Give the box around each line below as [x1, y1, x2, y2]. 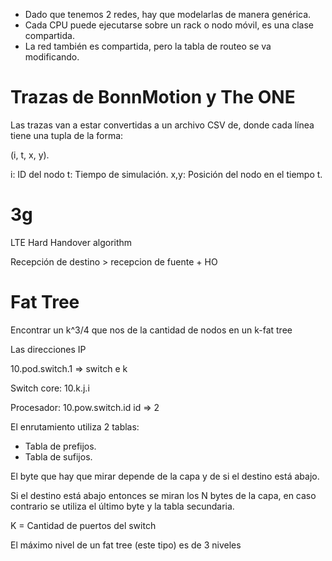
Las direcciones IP [10, 343, 87, 355]
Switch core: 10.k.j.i [10, 382, 90, 394]
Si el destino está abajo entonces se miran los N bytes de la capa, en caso [10, 489, 317, 501]
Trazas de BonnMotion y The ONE [10, 86, 296, 109]
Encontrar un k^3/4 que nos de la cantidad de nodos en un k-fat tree [10, 324, 293, 336]
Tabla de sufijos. [24, 450, 93, 463]
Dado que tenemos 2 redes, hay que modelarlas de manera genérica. [24, 9, 312, 20]
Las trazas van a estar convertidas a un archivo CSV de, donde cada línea [10, 119, 315, 131]
